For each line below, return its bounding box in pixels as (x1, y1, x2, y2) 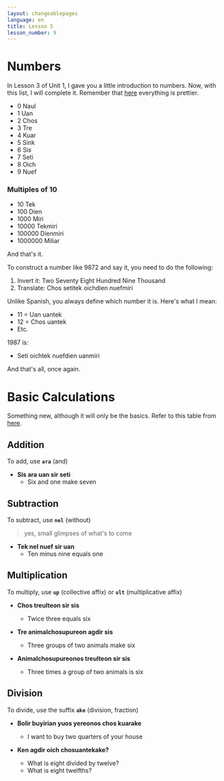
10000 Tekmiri (16, 222, 58, 231)
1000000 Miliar (16, 237, 60, 245)
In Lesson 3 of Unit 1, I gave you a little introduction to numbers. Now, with (7, 82, 216, 90)
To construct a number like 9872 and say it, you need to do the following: (7, 264, 214, 272)
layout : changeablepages (7, 10, 78, 17)
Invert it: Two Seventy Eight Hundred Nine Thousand (16, 277, 166, 285)
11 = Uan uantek (16, 310, 62, 319)
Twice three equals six (27, 614, 91, 622)
